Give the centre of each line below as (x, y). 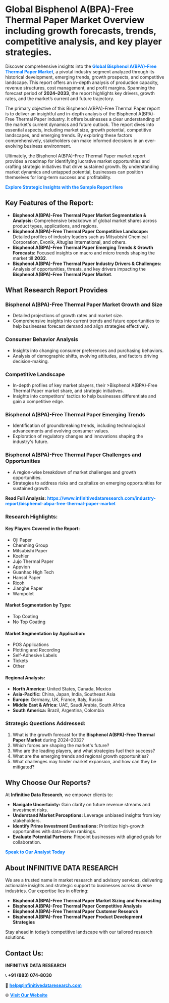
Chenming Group (30, 545)
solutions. (15, 937)
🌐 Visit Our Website (26, 995)
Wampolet (23, 593)
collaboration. (27, 842)
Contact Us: (24, 953)
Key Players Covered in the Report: (43, 529)
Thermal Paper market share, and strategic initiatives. (68, 391)
